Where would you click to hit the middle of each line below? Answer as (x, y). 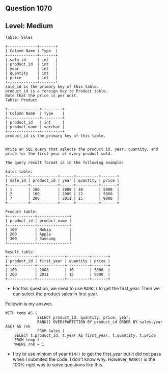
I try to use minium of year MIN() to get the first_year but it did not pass (87, 354)
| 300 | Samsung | (38, 239)
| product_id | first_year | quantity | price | (58, 261)
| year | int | (32, 69)
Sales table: (19, 172)
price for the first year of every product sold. (59, 154)
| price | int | (32, 78)
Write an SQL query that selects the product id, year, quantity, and (82, 149)
